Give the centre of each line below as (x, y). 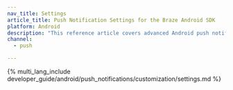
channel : (20, 39)
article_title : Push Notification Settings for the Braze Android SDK (111, 20)
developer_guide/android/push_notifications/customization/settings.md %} (114, 79)
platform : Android (34, 26)
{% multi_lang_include (39, 71)
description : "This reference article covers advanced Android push (108, 33)
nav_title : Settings (37, 13)
